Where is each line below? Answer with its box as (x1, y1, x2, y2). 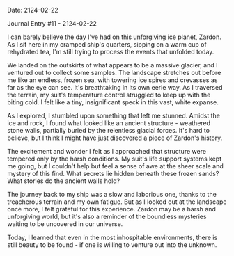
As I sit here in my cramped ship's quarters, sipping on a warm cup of (7, 40, 207, 48)
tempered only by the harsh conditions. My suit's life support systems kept (7, 154, 222, 163)
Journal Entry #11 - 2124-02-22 (7, 19, 97, 27)
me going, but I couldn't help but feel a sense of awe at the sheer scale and (7, 162, 224, 170)
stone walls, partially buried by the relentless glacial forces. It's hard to (7, 127, 210, 134)
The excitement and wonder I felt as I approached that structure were (7, 147, 207, 155)
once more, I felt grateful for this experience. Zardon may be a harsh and (7, 205, 216, 213)
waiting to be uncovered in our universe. (7, 220, 123, 228)
